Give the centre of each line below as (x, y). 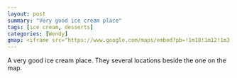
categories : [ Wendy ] (38, 34)
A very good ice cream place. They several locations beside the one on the (117, 60)
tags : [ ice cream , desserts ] (50, 27)
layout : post (27, 14)
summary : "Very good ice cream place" (65, 21)
